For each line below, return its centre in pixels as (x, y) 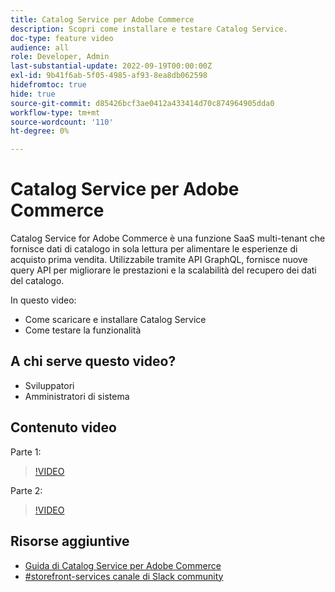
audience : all (40, 47)
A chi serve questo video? (93, 361)
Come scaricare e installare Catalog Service (115, 320)
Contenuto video (63, 427)
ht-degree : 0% (40, 131)
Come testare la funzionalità (83, 330)
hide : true (33, 94)
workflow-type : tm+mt (55, 112)
